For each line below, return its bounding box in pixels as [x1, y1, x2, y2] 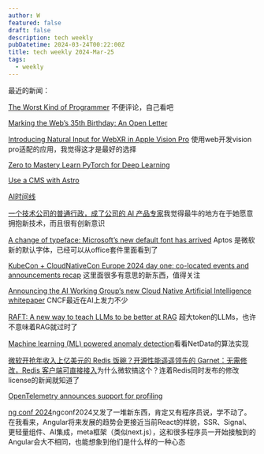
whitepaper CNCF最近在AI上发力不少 [8, 295, 128, 305]
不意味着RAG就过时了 [8, 321, 78, 332]
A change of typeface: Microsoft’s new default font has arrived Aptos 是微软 [8, 235, 255, 245]
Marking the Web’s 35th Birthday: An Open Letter [8, 118, 168, 127]
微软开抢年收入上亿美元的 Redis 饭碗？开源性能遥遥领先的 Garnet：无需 [8, 355, 240, 365]
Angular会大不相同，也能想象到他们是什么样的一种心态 [8, 437, 186, 446]
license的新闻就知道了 [8, 375, 80, 385]
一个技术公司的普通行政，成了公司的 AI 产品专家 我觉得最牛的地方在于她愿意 [8, 208, 254, 218]
